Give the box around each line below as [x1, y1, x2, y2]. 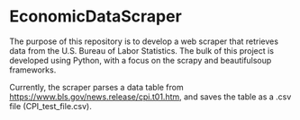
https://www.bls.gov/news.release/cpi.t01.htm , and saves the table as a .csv [9, 91, 292, 102]
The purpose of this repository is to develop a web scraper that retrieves [9, 36, 279, 47]
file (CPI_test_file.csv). [9, 100, 92, 111]
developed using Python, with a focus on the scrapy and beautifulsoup [9, 55, 272, 65]
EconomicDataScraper [9, 6, 182, 27]
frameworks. [9, 64, 57, 75]
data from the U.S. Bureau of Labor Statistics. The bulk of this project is [9, 45, 275, 56]
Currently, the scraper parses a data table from [9, 81, 184, 92]
